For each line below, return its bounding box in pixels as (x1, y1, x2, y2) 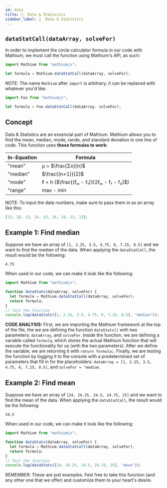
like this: (5, 204, 22, 210)
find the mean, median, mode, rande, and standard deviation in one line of (5, 136, 157, 142)
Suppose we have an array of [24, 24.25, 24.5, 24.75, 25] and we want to (5, 392, 162, 398)
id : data (5, 7, 23, 12)
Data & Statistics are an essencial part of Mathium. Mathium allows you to (5, 131, 156, 137)
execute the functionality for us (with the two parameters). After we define (5, 343, 158, 349)
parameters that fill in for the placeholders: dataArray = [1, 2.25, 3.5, (5, 358, 152, 365)
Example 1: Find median (5, 228, 80, 236)
